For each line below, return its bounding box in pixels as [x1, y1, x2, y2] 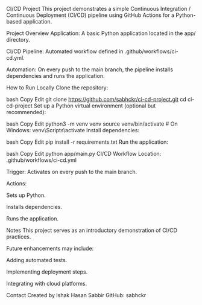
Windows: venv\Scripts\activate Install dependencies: [6, 127, 140, 133]
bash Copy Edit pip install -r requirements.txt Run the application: [6, 138, 169, 146]
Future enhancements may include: [6, 245, 94, 252]
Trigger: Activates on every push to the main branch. [6, 169, 137, 175]
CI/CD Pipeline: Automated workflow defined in [6, 48, 124, 55]
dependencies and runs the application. [6, 72, 105, 79]
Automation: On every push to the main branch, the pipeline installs [6, 66, 174, 73]
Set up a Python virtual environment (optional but [34, 102, 156, 109]
